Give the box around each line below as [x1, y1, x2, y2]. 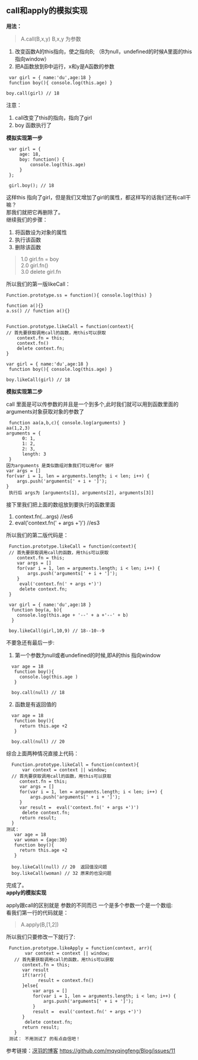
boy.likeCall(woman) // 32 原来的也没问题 [11, 870, 111, 876]
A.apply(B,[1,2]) [20, 921, 59, 928]
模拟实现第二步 [6, 387, 43, 395]
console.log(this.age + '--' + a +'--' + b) [17, 612, 129, 618]
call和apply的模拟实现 [6, 5, 88, 16]
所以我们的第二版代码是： [6, 531, 69, 539]
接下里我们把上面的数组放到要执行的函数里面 [6, 501, 116, 508]
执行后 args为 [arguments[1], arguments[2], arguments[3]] [8, 490, 154, 496]
